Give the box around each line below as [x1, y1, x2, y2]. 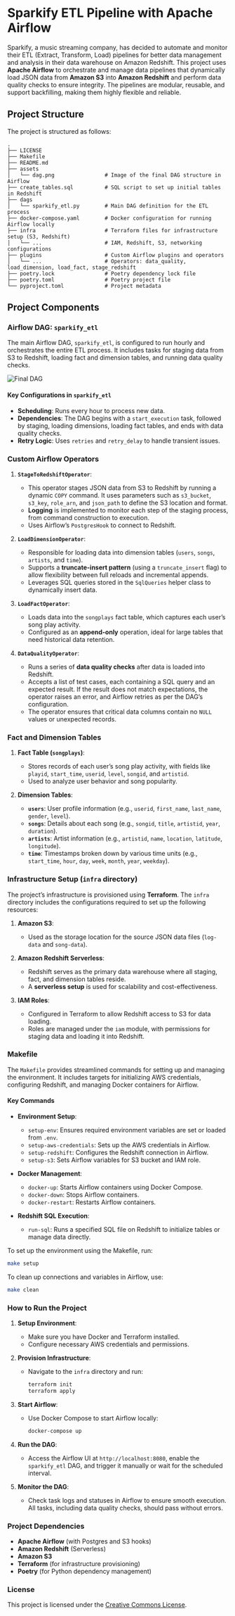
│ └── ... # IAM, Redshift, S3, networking [7, 239, 202, 246]
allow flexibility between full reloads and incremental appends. [27, 570, 209, 579]
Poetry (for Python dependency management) [17, 1567, 152, 1575]
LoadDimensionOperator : [17, 534, 86, 543]
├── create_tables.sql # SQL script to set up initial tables [7, 184, 221, 191]
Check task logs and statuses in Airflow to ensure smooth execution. [27, 1496, 227, 1504]
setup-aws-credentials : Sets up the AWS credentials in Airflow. [27, 1141, 210, 1149]
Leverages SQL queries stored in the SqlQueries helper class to [27, 578, 211, 586]
